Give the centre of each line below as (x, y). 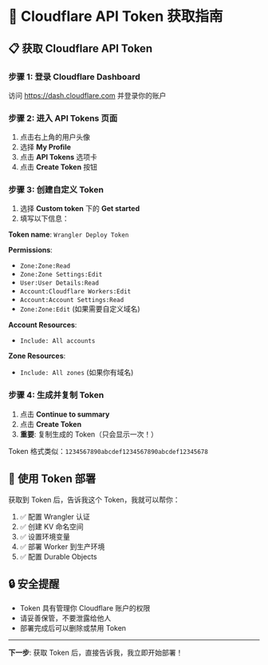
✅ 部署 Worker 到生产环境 (62, 546)
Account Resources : (43, 325)
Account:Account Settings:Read (72, 301)
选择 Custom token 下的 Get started (80, 209)
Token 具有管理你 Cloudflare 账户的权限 (85, 608)
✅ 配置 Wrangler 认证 (55, 516)
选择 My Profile (45, 147)
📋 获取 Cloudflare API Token (81, 48)
